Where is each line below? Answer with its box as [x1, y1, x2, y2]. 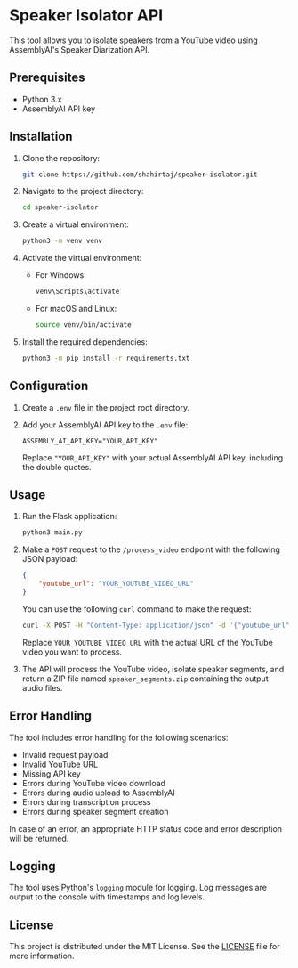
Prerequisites [9, 70, 85, 85]
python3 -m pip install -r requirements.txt [21, 354, 190, 362]
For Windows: [35, 270, 86, 281]
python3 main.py [21, 528, 83, 537]
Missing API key [21, 768, 82, 779]
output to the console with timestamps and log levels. [9, 891, 205, 902]
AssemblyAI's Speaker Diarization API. [9, 44, 149, 54]
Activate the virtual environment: [21, 253, 142, 264]
